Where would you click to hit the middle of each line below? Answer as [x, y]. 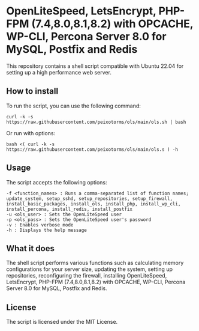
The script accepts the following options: [57, 182]
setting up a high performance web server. [59, 72]
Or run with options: [31, 133]
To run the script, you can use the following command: [73, 106]
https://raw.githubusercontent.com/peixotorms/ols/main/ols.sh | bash [96, 122]
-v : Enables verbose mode [40, 225]
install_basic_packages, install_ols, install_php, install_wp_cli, [94, 204]
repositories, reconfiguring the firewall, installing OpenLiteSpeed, [87, 276]
